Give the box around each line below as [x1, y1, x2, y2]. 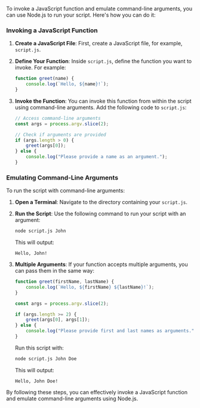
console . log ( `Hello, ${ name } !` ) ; [26, 81, 109, 87]
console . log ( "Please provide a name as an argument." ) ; [26, 154, 168, 160]
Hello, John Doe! [14, 378, 59, 384]
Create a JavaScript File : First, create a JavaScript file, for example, [14, 40, 183, 47]
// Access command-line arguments [14, 115, 101, 121]
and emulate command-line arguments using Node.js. [6, 395, 139, 402]
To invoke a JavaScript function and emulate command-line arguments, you [6, 5, 193, 12]
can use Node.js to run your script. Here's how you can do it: [6, 11, 156, 18]
